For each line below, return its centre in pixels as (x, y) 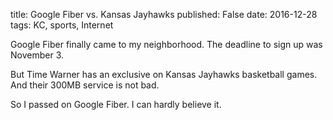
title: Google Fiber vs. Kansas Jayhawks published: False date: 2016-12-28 (164, 14)
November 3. (37, 55)
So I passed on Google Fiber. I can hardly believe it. (116, 104)
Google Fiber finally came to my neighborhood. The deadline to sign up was (166, 44)
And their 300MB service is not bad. (85, 85)
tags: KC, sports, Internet (62, 25)
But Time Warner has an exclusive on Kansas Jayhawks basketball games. (164, 74)
